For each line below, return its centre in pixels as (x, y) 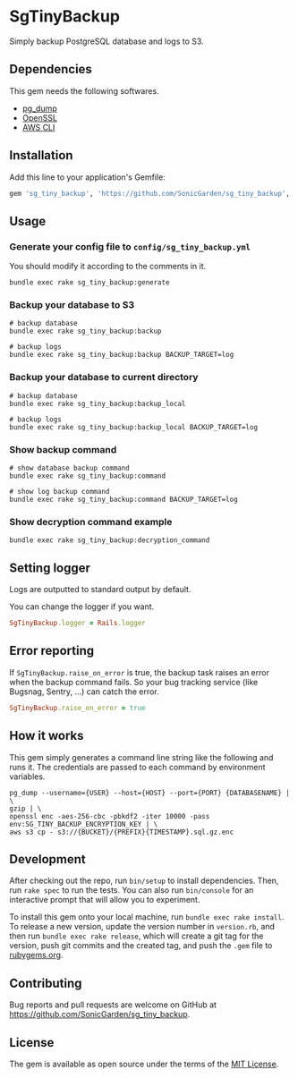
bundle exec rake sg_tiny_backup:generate (89, 283)
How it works (47, 736)
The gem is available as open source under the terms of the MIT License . (144, 1064)
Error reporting (52, 651)
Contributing (46, 983)
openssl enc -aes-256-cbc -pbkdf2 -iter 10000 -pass (110, 816)
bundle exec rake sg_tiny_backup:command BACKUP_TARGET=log (124, 500)
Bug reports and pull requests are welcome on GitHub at (113, 1005)
